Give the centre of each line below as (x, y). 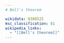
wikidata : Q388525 (24, 19)
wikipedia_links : (23, 28)
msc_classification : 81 (30, 23)
